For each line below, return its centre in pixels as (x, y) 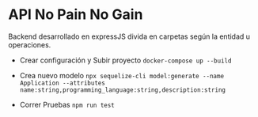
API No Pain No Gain (76, 15)
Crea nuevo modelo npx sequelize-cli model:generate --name (121, 75)
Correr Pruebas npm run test (67, 104)
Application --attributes (62, 83)
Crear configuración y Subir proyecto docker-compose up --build (125, 60)
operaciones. (30, 44)
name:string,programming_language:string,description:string (123, 90)
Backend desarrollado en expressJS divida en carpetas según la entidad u (129, 36)
